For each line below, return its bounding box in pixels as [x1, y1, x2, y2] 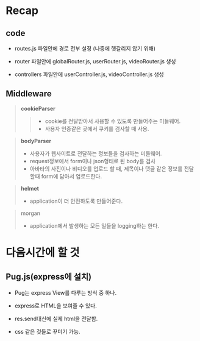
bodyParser [20, 137, 52, 144]
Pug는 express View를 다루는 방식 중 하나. [14, 289, 117, 296]
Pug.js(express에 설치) [5, 272, 92, 282]
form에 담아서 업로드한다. [41, 172, 102, 180]
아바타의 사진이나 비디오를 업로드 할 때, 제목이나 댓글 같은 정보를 [29, 165, 183, 172]
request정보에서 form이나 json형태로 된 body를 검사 [29, 157, 156, 164]
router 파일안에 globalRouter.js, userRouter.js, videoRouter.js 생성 [14, 58, 176, 65]
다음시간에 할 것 [5, 246, 80, 259]
